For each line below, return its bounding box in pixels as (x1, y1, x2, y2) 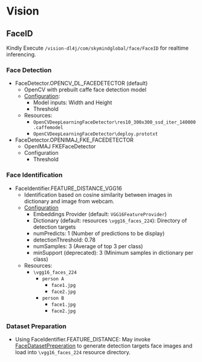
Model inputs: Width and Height (33, 99, 112, 107)
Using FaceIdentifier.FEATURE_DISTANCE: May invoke (15, 335, 151, 343)
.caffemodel (33, 125, 64, 131)
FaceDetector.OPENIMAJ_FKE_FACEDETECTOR (15, 136, 134, 143)
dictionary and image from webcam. (24, 197, 115, 205)
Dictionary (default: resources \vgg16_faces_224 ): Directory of (33, 217, 187, 224)
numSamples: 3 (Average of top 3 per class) (33, 242, 143, 249)
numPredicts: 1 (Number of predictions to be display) (33, 229, 165, 237)
